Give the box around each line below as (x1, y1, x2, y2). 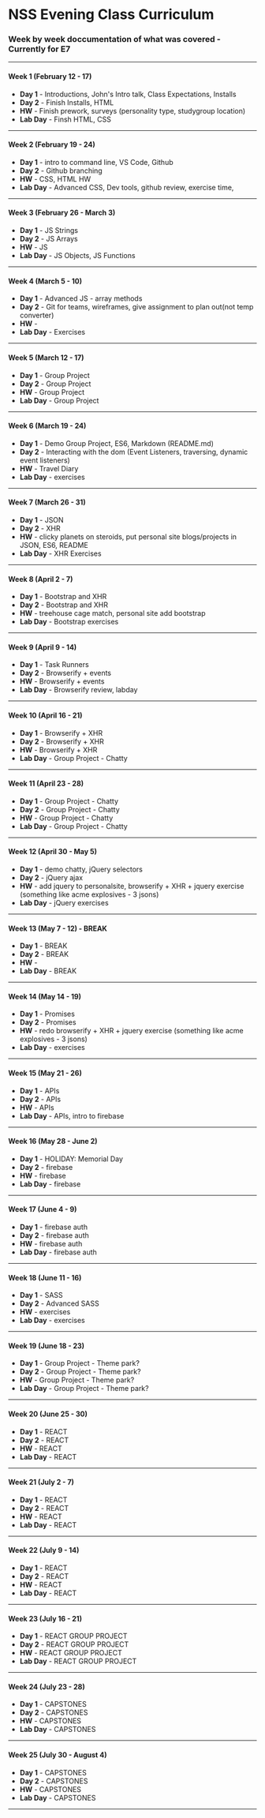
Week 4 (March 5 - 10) (8, 276, 83, 286)
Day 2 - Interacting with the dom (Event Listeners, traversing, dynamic (19, 447, 248, 456)
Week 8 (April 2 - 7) (8, 574, 73, 583)
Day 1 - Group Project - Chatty (19, 796, 119, 806)
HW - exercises (19, 1307, 71, 1317)
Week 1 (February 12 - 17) (8, 72, 92, 81)
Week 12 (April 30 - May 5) (8, 847, 97, 857)
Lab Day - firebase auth (19, 1247, 97, 1257)
